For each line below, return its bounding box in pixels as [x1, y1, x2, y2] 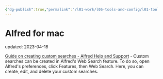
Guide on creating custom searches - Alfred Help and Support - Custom [5, 53, 149, 59]
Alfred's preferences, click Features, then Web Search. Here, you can [5, 63, 144, 69]
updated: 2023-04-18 [5, 44, 49, 50]
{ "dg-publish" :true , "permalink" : [5, 7, 73, 12]
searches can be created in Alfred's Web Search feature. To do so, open [5, 58, 150, 64]
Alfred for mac [5, 27, 65, 39]
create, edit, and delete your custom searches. [5, 68, 98, 74]
